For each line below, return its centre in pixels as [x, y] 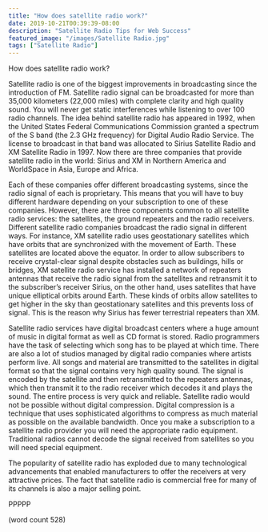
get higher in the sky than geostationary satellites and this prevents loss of [131, 304]
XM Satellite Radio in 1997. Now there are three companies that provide [125, 152]
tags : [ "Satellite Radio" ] [53, 46]
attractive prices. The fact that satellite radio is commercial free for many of [133, 480]
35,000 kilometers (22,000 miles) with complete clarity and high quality [126, 101]
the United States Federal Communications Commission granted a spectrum [134, 127]
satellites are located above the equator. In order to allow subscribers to [127, 253]
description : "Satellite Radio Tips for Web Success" [100, 30]
